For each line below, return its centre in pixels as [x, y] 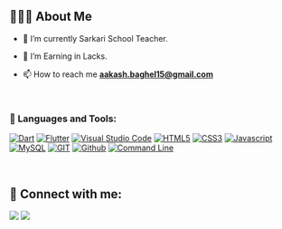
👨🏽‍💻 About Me [51, 17]
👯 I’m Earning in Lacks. [65, 56]
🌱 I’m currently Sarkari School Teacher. [95, 38]
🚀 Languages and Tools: [63, 119]
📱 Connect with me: [66, 194]
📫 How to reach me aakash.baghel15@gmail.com [118, 74]
